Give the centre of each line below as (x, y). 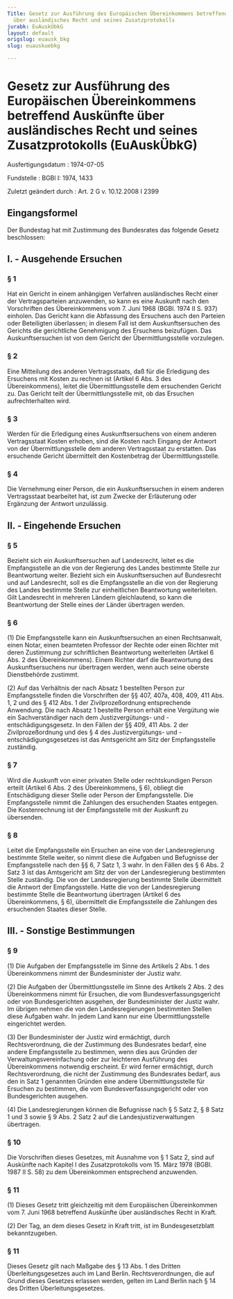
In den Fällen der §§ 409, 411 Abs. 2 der (132, 725)
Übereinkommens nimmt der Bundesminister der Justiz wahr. (95, 973)
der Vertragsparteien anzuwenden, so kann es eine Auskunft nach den (108, 301)
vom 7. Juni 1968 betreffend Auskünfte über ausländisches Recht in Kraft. (112, 1212)
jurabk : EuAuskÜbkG (35, 26)
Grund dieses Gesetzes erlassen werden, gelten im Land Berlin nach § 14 (112, 1281)
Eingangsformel (42, 213)
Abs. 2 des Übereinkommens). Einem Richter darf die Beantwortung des (110, 660)
